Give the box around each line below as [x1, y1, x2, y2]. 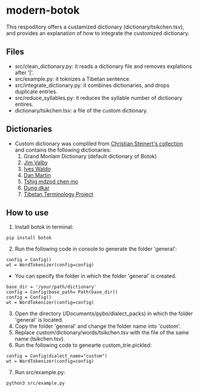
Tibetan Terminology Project [23, 190, 94, 197]
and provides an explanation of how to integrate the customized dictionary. [6, 29, 189, 36]
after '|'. [14, 69, 34, 76]
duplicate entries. [14, 87, 58, 95]
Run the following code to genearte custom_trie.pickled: [14, 341, 152, 349]
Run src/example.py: [14, 369, 65, 376]
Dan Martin [23, 171, 52, 178]
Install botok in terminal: [14, 224, 74, 231]
